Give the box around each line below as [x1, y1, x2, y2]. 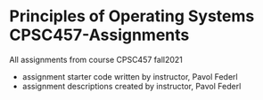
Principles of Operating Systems [9, 6, 255, 27]
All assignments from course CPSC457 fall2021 [9, 54, 183, 65]
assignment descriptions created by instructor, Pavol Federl [21, 81, 242, 91]
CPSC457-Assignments [9, 25, 190, 45]
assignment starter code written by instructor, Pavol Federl [21, 71, 238, 81]
